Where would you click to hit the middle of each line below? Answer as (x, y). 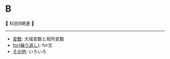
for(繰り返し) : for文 (32, 45)
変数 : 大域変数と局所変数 (38, 39)
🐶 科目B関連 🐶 (20, 23)
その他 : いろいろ (29, 51)
